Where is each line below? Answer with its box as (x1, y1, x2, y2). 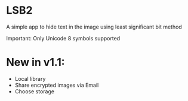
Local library (14, 75, 46, 82)
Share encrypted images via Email (14, 81, 99, 89)
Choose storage (14, 87, 55, 95)
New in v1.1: (6, 56, 65, 69)
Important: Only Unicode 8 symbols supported (6, 34, 121, 42)
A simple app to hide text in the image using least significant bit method (6, 23, 182, 30)
